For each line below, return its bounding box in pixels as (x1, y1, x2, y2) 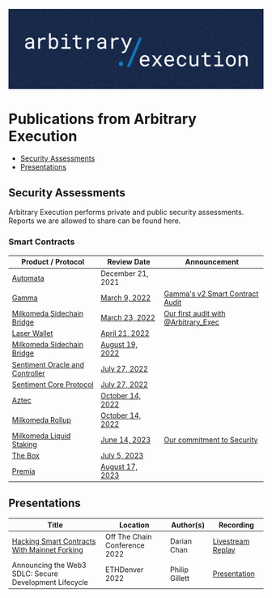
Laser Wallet (11, 329, 53, 338)
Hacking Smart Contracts (11, 536, 96, 546)
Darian (169, 536, 193, 546)
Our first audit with (164, 308, 226, 318)
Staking (11, 439, 38, 449)
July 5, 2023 (100, 450, 144, 460)
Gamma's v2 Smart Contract (164, 289, 259, 299)
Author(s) (171, 520, 205, 530)
